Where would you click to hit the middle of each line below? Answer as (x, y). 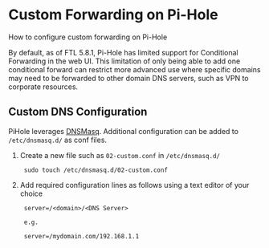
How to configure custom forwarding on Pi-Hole (88, 37)
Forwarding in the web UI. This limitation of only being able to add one (124, 61)
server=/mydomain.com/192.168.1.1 (82, 236)
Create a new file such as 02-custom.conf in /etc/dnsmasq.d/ (120, 155)
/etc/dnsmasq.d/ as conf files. (57, 140)
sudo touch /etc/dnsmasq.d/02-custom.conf (96, 170)
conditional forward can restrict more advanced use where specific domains (134, 69)
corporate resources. (43, 87)
